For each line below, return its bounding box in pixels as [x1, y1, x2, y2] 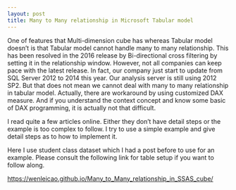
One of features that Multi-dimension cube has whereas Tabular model [7, 36, 213, 44]
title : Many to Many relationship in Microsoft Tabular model [7, 17, 194, 24]
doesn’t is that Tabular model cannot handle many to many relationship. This [7, 44, 229, 52]
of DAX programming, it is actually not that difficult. [7, 103, 156, 112]
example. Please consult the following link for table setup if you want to [7, 153, 215, 162]
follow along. [7, 160, 45, 169]
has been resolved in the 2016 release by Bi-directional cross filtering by [7, 51, 218, 60]
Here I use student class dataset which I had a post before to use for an [7, 146, 215, 154]
